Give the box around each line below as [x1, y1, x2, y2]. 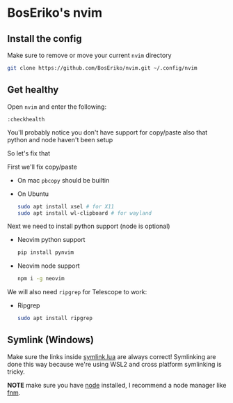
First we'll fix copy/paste [7, 162, 78, 171]
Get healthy [7, 84, 59, 96]
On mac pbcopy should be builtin [17, 176, 110, 184]
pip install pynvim [17, 249, 74, 256]
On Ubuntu [17, 190, 49, 198]
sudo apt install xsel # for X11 [17, 203, 115, 210]
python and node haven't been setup [7, 135, 113, 144]
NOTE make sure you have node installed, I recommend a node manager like [7, 381, 227, 389]
